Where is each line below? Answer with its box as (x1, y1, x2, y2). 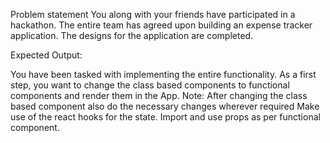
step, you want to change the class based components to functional (10, 79, 290, 91)
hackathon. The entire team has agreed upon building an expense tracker (10, 19, 313, 31)
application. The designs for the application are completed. (10, 30, 254, 41)
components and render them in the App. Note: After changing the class (10, 90, 308, 101)
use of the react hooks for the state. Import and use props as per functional (10, 111, 321, 123)
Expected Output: (10, 49, 83, 61)
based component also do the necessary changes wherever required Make (10, 100, 320, 112)
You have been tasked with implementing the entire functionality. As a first (10, 69, 317, 80)
